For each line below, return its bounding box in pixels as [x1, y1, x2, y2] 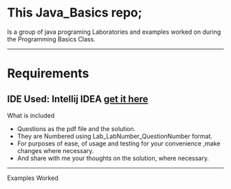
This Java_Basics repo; [7, 5, 142, 21]
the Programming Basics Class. [7, 34, 96, 43]
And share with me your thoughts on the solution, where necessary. [16, 154, 210, 162]
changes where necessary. [16, 146, 94, 155]
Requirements [7, 66, 89, 81]
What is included [7, 111, 55, 119]
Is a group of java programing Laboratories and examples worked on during [7, 28, 221, 36]
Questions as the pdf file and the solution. [16, 124, 136, 132]
